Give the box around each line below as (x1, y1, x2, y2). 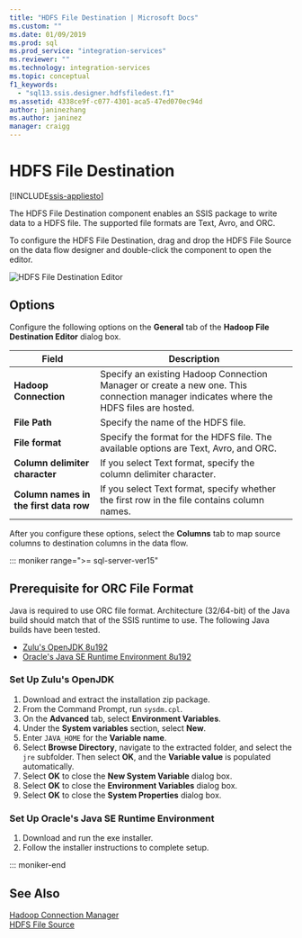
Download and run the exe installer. (22, 833, 154, 843)
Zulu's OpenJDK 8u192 (22, 641, 109, 653)
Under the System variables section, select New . (22, 722, 207, 734)
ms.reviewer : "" (9, 55, 70, 64)
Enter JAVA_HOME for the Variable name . (22, 732, 167, 743)
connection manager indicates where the (100, 390, 273, 402)
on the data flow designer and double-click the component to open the (9, 244, 272, 255)
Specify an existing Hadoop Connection (100, 367, 268, 380)
